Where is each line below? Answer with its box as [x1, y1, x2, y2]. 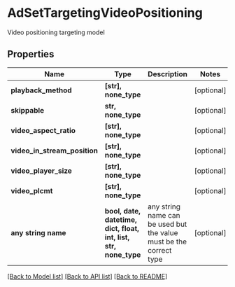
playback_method [10, 85, 72, 95]
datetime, [104, 215, 138, 225]
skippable [10, 105, 45, 115]
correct [148, 245, 172, 255]
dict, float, [104, 223, 140, 233]
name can [148, 210, 180, 220]
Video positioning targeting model [7, 28, 105, 36]
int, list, [104, 232, 130, 242]
